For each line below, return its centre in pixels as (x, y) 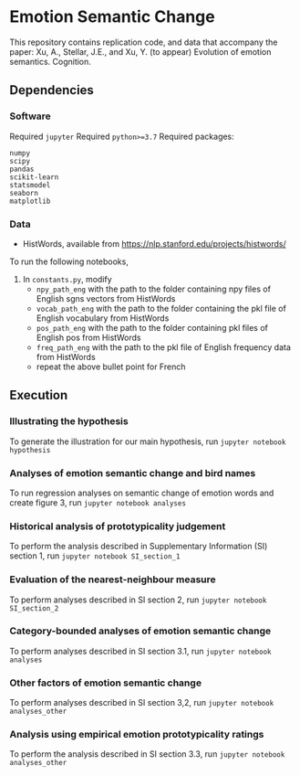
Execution (39, 395)
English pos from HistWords (88, 337)
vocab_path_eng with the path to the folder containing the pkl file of (161, 308)
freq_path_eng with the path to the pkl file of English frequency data (164, 347)
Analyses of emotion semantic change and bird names (133, 473)
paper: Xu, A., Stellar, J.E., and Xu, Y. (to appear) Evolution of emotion (140, 51)
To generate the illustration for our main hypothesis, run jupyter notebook (148, 441)
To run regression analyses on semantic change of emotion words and (142, 493)
